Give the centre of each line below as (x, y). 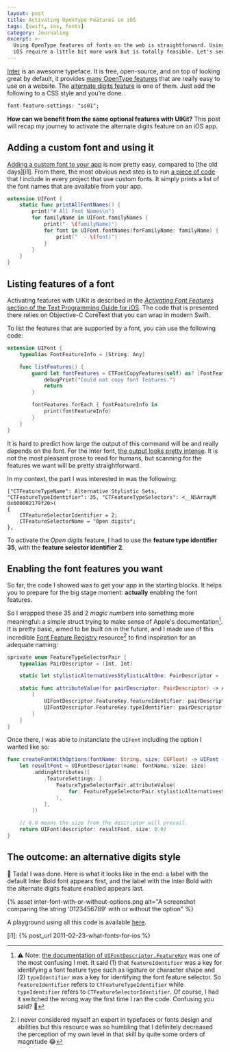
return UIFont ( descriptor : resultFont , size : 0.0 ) (93, 830)
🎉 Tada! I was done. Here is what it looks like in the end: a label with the (108, 874)
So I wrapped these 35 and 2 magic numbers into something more (101, 613)
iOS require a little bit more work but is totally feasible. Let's (113, 52)
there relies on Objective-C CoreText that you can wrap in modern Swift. (109, 315)
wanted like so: (28, 747)
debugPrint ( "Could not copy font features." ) (110, 379)
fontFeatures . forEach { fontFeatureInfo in (94, 405)
